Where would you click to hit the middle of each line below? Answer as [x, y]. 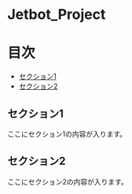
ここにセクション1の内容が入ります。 [67, 134]
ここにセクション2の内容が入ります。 [68, 181]
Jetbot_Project [57, 15]
